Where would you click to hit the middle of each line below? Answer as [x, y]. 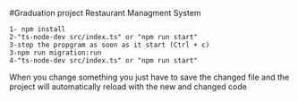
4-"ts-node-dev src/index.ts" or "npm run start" [104, 61]
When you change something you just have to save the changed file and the [149, 77]
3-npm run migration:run [55, 53]
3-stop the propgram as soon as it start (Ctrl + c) [110, 45]
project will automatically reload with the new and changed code [128, 87]
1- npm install [38, 29]
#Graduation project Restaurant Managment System [105, 13]
